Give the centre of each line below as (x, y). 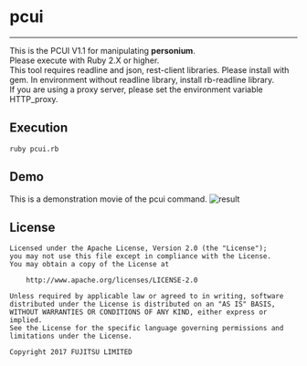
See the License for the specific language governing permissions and (147, 329)
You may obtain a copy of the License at (90, 265)
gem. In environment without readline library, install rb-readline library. (142, 79)
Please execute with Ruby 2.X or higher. (85, 60)
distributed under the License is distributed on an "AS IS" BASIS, (143, 304)
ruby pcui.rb (34, 149)
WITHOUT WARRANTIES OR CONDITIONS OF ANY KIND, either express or (138, 312)
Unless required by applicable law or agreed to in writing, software (147, 297)
